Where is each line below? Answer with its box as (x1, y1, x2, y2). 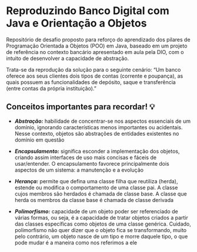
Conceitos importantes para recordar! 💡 (6, 102, 155, 112)
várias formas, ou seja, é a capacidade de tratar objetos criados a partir (14, 214, 188, 221)
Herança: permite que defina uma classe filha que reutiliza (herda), (14, 177, 178, 184)
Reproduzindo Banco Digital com (6, 4, 169, 18)
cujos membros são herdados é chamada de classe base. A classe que (14, 190, 187, 197)
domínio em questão (14, 136, 65, 143)
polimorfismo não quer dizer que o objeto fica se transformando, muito (14, 226, 187, 233)
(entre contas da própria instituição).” (6, 85, 97, 92)
